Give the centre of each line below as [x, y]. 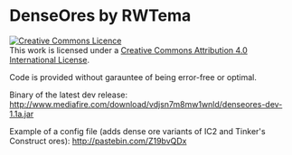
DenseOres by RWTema [100, 16]
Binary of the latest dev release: [69, 95]
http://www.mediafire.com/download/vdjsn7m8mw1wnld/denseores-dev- [146, 104]
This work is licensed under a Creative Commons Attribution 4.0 [129, 50]
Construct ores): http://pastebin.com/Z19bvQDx [98, 141]
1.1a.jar [22, 114]
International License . [50, 59]
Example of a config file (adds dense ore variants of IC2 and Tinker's [137, 131]
